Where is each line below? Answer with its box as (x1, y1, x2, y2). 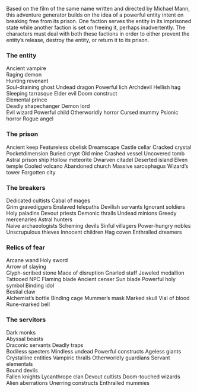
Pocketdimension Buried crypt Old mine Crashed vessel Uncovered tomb (6, 149, 185, 157)
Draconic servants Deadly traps (6, 342, 84, 349)
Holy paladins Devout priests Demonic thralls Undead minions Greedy (6, 209, 177, 216)
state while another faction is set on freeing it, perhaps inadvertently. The (6, 24, 186, 31)
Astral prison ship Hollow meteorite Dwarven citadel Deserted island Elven (6, 156, 188, 163)
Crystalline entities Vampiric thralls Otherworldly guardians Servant (6, 354, 170, 361)
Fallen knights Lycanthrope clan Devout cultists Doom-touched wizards (6, 373, 181, 380)
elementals (6, 361, 33, 368)
